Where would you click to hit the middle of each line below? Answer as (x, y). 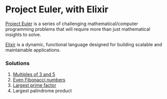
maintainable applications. (33, 50)
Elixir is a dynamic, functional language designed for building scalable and (84, 44)
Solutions (17, 63)
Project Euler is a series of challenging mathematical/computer (72, 24)
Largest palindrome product (42, 91)
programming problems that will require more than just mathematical (78, 29)
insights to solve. (23, 34)
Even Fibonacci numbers (39, 80)
